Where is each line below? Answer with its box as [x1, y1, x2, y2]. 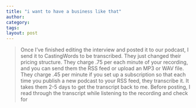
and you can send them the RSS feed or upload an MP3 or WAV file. [20, 65, 184, 72]
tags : [6, 25, 19, 31]
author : [6, 14, 25, 20]
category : [6, 19, 30, 25]
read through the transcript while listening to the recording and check [20, 90, 188, 97]
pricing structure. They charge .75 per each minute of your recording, [20, 59, 188, 66]
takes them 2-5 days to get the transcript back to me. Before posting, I [20, 83, 191, 90]
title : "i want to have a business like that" [6, 8, 122, 15]
